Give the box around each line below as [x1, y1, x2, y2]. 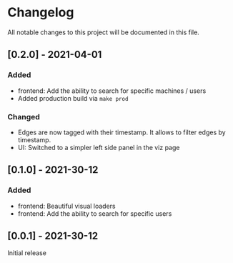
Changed [7, 111, 41, 121]
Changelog [7, 4, 74, 21]
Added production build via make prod [17, 94, 129, 102]
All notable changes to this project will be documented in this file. [7, 28, 200, 36]
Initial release [7, 249, 46, 257]
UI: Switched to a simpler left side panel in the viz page [17, 143, 180, 152]
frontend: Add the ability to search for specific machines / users [17, 86, 207, 95]
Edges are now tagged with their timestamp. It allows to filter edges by [17, 128, 227, 137]
